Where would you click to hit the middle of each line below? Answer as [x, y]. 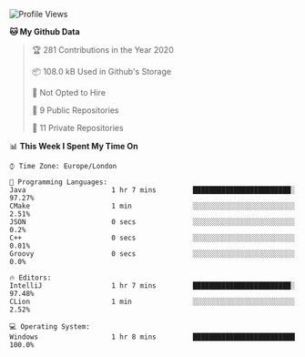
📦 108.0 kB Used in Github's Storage [101, 71]
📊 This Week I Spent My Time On [74, 146]
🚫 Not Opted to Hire [69, 92]
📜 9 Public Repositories [75, 110]
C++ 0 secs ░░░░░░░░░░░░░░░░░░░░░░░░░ [152, 238]
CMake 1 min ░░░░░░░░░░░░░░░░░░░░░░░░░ [152, 206]
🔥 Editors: [30, 278]
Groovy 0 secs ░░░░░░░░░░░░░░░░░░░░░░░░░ [152, 254]
